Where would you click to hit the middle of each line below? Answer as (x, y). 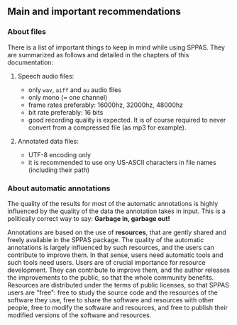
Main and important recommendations (94, 12)
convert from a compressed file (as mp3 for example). (107, 127)
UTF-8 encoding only (59, 154)
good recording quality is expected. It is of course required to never (127, 120)
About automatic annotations (59, 188)
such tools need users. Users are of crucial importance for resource (106, 262)
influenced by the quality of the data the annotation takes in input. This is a (116, 211)
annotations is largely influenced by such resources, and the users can (111, 247)
